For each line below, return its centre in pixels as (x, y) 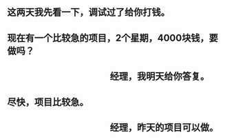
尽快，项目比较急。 (48, 102)
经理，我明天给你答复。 (160, 77)
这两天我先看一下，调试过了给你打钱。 (88, 12)
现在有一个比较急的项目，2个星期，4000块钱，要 (112, 38)
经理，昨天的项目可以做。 (164, 127)
